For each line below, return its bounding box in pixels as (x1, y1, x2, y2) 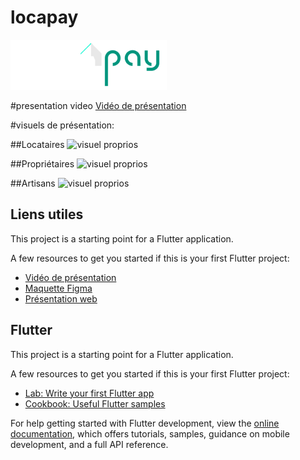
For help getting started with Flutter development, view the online (10, 417, 280, 429)
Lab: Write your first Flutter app (24, 387, 155, 399)
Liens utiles (10, 206, 84, 223)
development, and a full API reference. (10, 438, 169, 450)
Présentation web (24, 292, 98, 305)
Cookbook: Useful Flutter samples (24, 397, 166, 410)
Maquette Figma (24, 282, 93, 294)
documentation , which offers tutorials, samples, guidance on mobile (10, 427, 290, 440)
